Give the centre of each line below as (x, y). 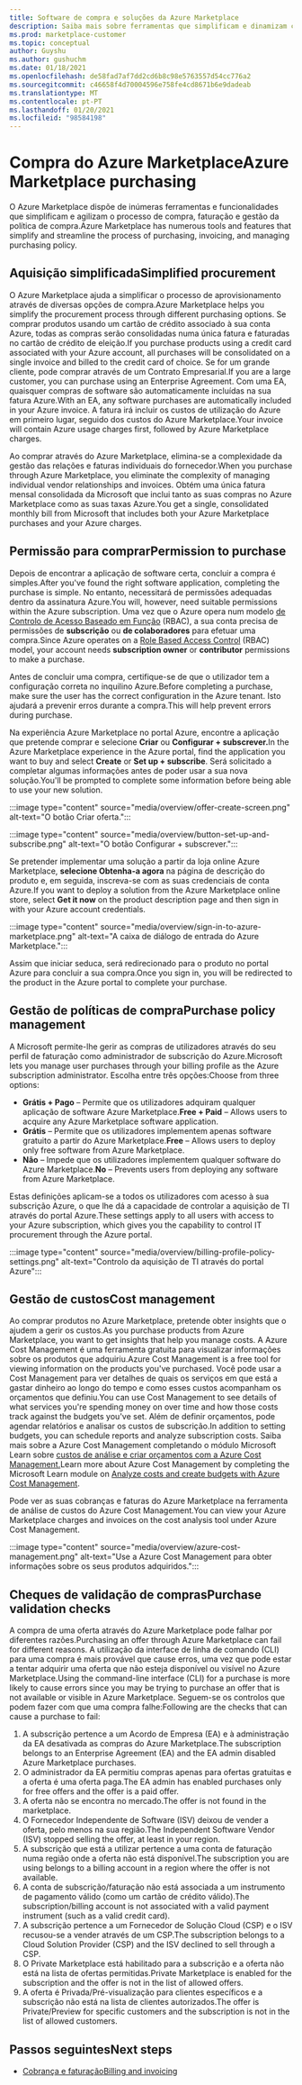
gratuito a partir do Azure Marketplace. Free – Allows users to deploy (149, 1140)
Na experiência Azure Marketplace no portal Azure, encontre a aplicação (144, 732)
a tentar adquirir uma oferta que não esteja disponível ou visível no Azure (145, 1669)
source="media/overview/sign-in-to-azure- (181, 926)
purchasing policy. (44, 245)
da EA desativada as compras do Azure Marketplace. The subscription (151, 1744)
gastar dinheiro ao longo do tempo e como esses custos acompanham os (145, 1388)
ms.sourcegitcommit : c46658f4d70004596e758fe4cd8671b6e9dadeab (130, 85)
